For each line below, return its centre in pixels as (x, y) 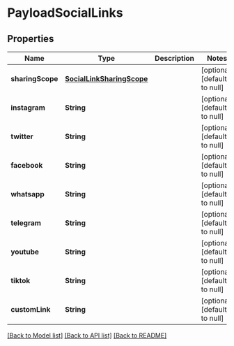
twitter (22, 136)
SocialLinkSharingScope (107, 79)
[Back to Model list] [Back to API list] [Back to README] (87, 336)
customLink (31, 309)
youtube (25, 252)
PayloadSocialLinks (65, 13)
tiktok (21, 281)
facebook (27, 165)
